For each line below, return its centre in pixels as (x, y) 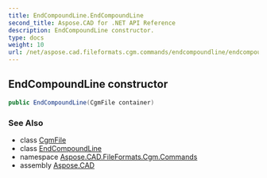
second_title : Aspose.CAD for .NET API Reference (92, 23)
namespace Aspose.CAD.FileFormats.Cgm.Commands (108, 157)
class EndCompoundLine (60, 148)
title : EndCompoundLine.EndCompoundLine (76, 15)
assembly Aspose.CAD (57, 165)
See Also (26, 123)
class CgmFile (43, 140)
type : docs (26, 38)
